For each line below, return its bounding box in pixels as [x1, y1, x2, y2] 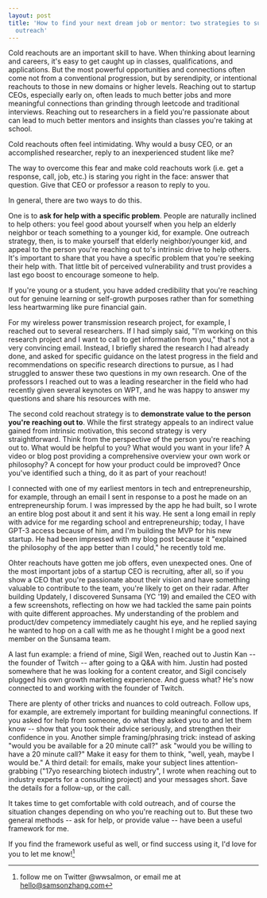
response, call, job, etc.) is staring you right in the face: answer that [8, 172, 229, 181]
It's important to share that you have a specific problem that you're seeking [8, 254, 254, 263]
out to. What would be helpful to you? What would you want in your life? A [8, 443, 250, 453]
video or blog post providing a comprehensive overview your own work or [8, 451, 250, 461]
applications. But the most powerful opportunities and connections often [8, 65, 246, 75]
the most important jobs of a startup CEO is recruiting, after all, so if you [8, 567, 244, 576]
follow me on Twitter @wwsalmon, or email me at [19, 872, 181, 882]
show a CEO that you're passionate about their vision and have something [8, 575, 250, 585]
